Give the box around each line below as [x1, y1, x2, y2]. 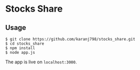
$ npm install [5, 46, 36, 51]
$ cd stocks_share [5, 41, 44, 46]
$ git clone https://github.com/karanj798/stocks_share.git [5, 37, 136, 42]
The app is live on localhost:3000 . [5, 59, 77, 65]
